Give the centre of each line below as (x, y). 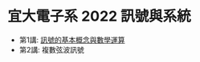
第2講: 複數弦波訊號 (52, 49)
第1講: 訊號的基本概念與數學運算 (72, 40)
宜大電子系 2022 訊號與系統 (100, 16)
